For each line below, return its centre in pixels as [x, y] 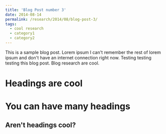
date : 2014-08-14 [23, 15]
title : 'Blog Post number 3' [36, 10]
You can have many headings [68, 107]
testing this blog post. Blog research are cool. [52, 63]
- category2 [22, 38]
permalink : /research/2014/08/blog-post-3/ [52, 19]
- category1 [22, 33]
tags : [11, 24]
